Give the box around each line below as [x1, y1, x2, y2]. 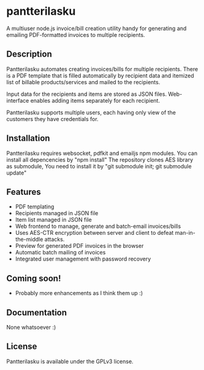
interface [6, 96, 29, 104]
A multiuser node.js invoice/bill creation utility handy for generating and [6, 25, 187, 32]
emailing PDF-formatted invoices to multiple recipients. [6, 31, 145, 38]
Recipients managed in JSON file [15, 210, 99, 217]
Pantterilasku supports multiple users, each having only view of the [6, 109, 176, 116]
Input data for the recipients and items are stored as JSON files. [6, 90, 167, 98]
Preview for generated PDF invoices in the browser [15, 242, 144, 250]
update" [6, 169, 27, 176]
